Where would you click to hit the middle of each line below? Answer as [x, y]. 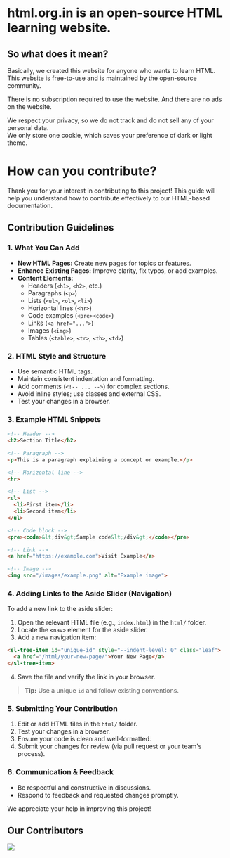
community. [24, 85]
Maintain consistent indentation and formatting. [86, 378]
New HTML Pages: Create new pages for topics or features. [104, 263]
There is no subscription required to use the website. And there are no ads [115, 99]
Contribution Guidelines [61, 228]
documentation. [30, 205]
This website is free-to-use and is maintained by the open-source [102, 78]
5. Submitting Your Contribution [62, 708]
